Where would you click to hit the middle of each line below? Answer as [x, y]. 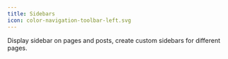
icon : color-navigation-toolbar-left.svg [69, 20]
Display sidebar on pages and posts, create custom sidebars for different [114, 40]
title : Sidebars [31, 14]
